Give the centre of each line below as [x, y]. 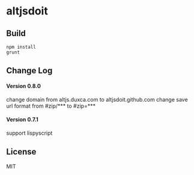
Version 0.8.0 [23, 86]
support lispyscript [29, 133]
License [21, 152]
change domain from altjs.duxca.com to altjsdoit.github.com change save [97, 99]
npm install [21, 47]
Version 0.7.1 [23, 120]
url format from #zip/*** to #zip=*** [51, 106]
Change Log [29, 71]
